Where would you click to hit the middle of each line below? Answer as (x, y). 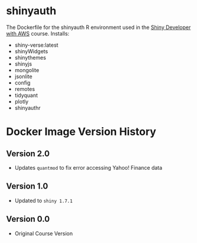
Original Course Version (44, 233)
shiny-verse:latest (37, 45)
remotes (25, 89)
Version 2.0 (28, 153)
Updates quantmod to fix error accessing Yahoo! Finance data (88, 167)
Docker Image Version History (81, 132)
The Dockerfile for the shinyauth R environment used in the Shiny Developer (98, 27)
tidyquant (26, 95)
